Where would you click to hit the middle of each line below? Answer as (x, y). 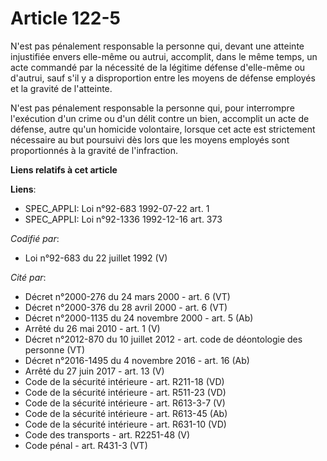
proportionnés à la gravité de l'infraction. (94, 150)
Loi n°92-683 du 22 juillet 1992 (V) (96, 258)
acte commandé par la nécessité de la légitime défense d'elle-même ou (158, 67)
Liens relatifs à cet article (64, 169)
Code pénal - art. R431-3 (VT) (86, 445)
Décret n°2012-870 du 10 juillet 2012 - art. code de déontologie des (163, 339)
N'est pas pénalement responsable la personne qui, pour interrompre (152, 108)
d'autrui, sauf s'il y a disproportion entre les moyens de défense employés (163, 78)
